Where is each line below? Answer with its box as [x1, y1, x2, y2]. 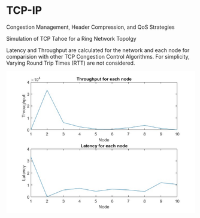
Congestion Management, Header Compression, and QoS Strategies [6, 23, 175, 31]
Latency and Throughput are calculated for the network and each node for [6, 46, 190, 54]
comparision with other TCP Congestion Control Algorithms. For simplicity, [6, 53, 190, 60]
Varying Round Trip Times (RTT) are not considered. [6, 59, 135, 66]
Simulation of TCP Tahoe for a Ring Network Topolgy [6, 35, 137, 42]
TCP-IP [6, 4, 43, 17]
